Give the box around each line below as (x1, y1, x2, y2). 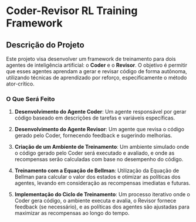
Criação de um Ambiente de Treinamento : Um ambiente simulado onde (14, 144, 190, 151)
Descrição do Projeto (6, 40, 85, 50)
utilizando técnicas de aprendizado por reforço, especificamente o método (6, 74, 187, 81)
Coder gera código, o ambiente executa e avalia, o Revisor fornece (14, 197, 177, 204)
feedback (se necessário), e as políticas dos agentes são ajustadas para (14, 203, 190, 210)
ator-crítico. (6, 80, 35, 87)
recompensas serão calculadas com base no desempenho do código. (14, 156, 184, 163)
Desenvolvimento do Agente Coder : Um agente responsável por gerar (14, 108, 187, 115)
